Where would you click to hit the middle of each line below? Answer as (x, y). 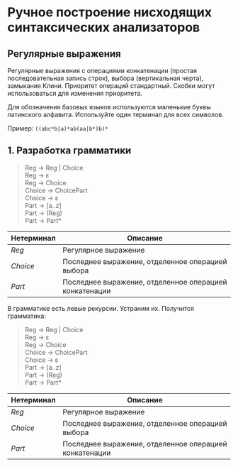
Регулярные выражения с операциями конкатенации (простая (102, 71)
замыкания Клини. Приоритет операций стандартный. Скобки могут (111, 86)
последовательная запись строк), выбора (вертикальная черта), (106, 78)
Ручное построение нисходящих (110, 12)
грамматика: (27, 316)
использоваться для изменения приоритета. (75, 93)
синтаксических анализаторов (104, 27)
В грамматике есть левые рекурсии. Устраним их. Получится (101, 308)
